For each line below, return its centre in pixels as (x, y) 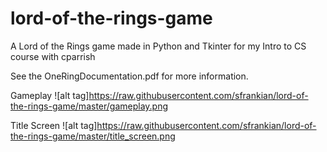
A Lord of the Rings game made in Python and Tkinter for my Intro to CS (158, 46)
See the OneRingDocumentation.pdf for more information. (129, 76)
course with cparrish (53, 56)
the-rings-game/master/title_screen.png (93, 136)
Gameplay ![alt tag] (50, 95)
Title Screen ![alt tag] (54, 125)
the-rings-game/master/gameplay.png (89, 106)
